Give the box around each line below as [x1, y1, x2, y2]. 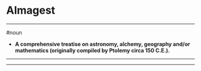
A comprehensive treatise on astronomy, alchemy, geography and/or [14, 40, 190, 48]
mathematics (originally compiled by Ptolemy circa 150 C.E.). [14, 47, 170, 54]
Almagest [6, 4, 56, 17]
